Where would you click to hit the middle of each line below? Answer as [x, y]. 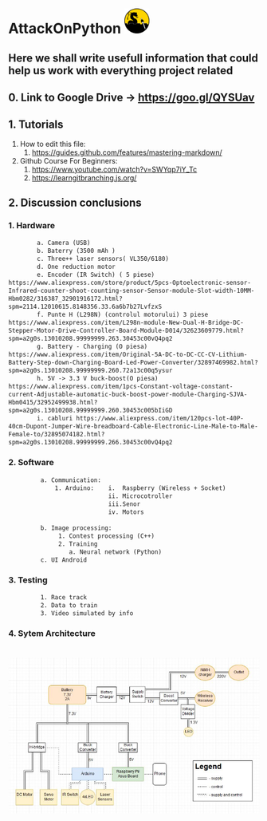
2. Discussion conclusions [75, 203]
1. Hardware [32, 226]
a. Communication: [71, 480]
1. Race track [64, 598]
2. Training [78, 544]
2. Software [31, 463]
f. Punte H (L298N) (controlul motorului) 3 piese [123, 315]
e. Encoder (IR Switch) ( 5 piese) [96, 275]
